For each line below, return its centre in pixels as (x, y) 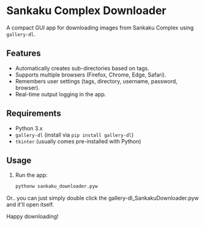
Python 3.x (29, 128)
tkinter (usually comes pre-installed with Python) (78, 141)
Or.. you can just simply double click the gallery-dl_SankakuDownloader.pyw (102, 198)
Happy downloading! (33, 217)
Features (24, 54)
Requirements (34, 114)
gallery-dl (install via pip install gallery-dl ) (74, 135)
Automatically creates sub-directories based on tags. (82, 68)
